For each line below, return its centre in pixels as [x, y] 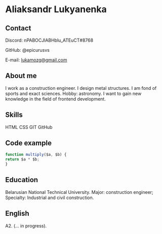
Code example [29, 143]
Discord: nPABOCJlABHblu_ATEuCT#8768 [49, 40]
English [17, 213]
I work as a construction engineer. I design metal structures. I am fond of [81, 88]
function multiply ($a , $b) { [36, 155]
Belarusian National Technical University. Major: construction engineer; [79, 192]
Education [22, 180]
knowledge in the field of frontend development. [56, 99]
